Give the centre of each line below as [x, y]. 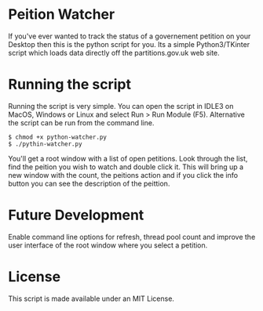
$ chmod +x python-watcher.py [58, 137]
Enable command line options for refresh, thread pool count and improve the [132, 237]
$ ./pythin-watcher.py [45, 144]
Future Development [76, 215]
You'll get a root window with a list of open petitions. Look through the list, [128, 158]
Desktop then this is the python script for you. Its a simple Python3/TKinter [129, 44]
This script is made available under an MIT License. [91, 298]
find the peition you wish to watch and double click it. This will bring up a [126, 167]
